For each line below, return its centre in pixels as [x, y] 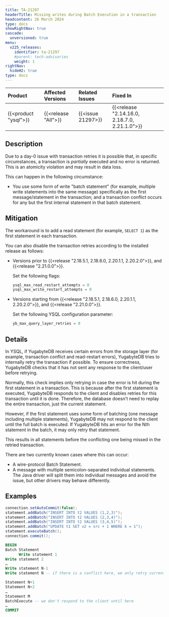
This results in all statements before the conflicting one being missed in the [83, 439]
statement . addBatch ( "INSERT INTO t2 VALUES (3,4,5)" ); [64, 522]
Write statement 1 [38, 555]
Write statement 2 [24, 559]
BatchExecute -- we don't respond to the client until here [70, 601]
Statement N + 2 [20, 587]
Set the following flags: [36, 276]
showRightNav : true [26, 29]
